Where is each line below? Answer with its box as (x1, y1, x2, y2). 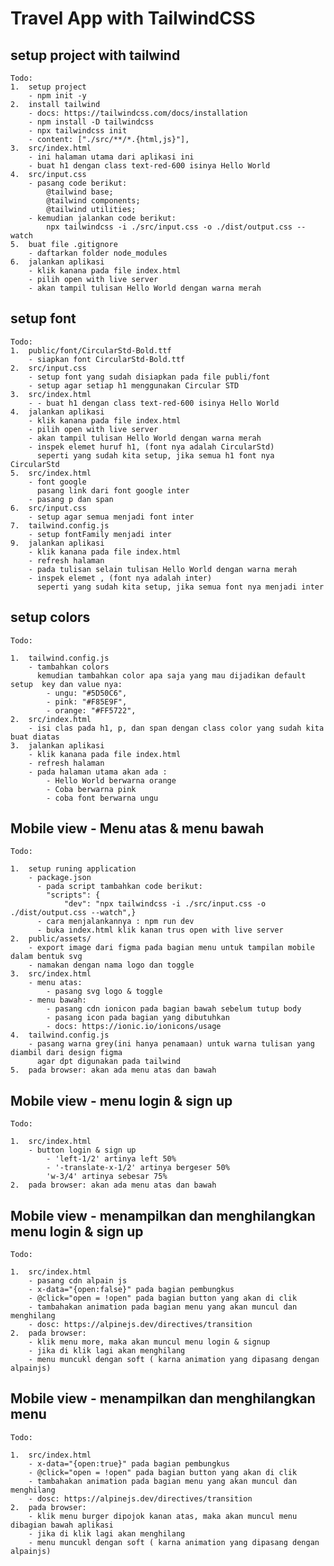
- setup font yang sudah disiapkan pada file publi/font (28, 372, 271, 382)
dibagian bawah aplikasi (10, 1520, 114, 1530)
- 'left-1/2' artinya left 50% (46, 1154, 177, 1164)
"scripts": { (46, 890, 101, 901)
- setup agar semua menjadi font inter (28, 512, 195, 522)
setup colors (10, 609, 91, 626)
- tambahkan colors (28, 662, 110, 672)
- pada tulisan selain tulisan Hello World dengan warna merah (28, 564, 298, 574)
